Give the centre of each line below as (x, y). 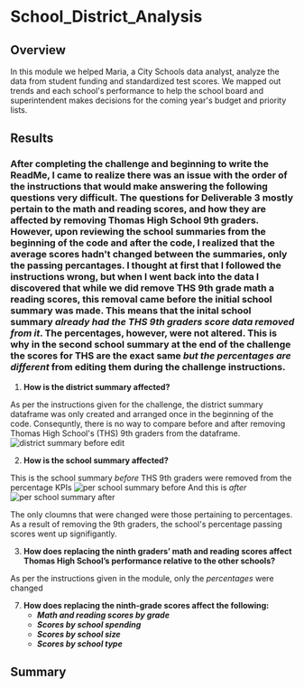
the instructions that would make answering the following (139, 187)
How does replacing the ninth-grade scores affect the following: (146, 605)
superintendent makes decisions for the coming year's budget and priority (148, 100)
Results (32, 139)
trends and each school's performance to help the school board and (137, 91)
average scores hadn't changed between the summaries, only (149, 255)
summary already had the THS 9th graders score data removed (152, 322)
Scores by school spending (89, 624)
